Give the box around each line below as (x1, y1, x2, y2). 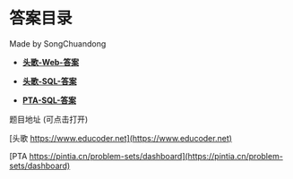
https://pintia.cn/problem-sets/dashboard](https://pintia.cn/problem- (29, 150, 284, 161)
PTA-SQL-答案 (22, 95, 77, 106)
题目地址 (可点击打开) (9, 114, 89, 124)
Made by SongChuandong (9, 38, 107, 49)
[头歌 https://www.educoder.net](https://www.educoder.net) (9, 132, 233, 143)
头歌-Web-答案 (22, 56, 79, 67)
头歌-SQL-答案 (22, 75, 77, 86)
